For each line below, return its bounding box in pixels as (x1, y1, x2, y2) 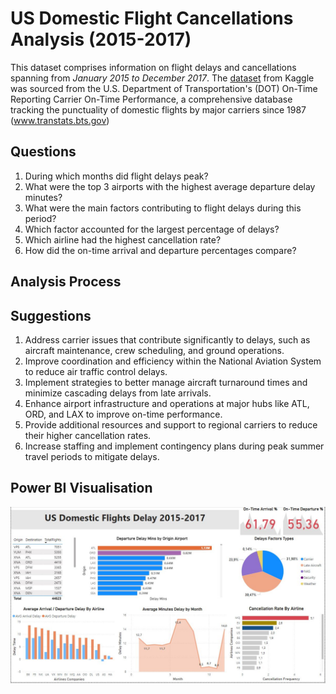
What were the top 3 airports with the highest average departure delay (24, 180, 316, 192)
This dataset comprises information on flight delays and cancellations (10, 61, 297, 73)
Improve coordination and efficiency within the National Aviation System (24, 355, 322, 367)
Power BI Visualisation (10, 480, 153, 497)
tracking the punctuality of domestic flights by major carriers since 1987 (10, 103, 307, 116)
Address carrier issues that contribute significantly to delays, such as (24, 333, 311, 346)
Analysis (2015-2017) (10, 28, 192, 51)
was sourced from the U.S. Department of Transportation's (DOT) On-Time (10, 82, 318, 94)
